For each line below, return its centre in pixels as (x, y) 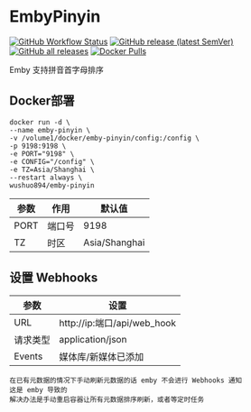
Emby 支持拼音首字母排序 (56, 69)
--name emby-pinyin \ (50, 130)
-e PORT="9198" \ (42, 154)
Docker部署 (42, 101)
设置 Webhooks (54, 278)
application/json (93, 339)
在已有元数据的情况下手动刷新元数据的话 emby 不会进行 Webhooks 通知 (125, 380)
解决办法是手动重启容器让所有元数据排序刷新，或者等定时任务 (107, 399)
